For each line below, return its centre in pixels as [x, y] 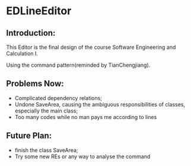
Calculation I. [22, 54]
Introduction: [31, 33]
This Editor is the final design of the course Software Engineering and [91, 47]
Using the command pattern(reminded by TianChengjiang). [78, 65]
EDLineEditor [39, 11]
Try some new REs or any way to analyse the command [82, 156]
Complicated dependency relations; [58, 98]
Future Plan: [29, 136]
